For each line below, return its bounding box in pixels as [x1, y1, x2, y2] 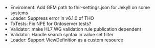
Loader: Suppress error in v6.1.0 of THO [10, 15, 94, 21]
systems [10, 10, 28, 16]
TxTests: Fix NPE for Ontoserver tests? [10, 20, 92, 27]
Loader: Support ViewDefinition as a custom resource [10, 37, 124, 43]
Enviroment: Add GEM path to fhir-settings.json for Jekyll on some [10, 5, 150, 10]
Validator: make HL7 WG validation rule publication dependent [10, 26, 142, 32]
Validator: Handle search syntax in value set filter [10, 32, 114, 37]
